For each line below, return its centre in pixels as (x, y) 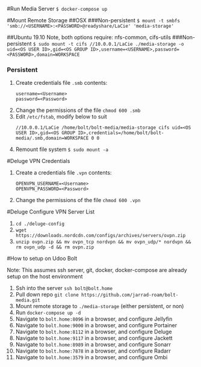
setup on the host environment (45, 277)
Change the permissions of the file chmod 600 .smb (78, 110)
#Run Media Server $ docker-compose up (57, 9)
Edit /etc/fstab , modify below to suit (61, 117)
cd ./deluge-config (40, 224)
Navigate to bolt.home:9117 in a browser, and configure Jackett (94, 338)
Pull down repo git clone (47, 295)
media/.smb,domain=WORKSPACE (52, 138)
